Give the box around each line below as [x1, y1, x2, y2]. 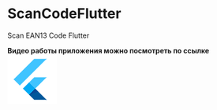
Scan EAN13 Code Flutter [7, 31, 90, 40]
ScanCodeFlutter [7, 5, 122, 23]
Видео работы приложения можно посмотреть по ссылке [7, 46, 210, 55]
